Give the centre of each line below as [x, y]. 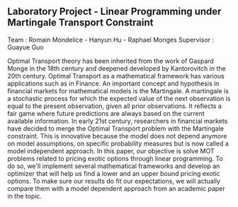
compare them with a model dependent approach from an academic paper [116, 188]
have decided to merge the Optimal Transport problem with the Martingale [116, 128]
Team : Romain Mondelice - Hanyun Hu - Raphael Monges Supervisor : [111, 40]
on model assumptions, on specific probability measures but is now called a [118, 143]
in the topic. [25, 196]
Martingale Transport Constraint [80, 23]
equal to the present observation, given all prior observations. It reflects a [114, 106]
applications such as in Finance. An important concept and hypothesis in [113, 83]
